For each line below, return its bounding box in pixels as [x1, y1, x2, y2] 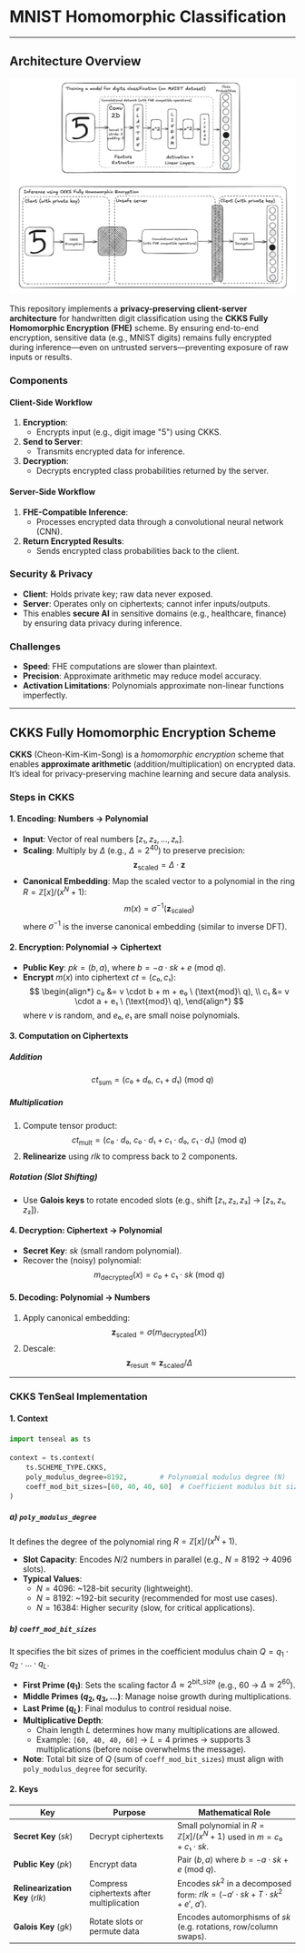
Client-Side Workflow [9, 397, 93, 408]
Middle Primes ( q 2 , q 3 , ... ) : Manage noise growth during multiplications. [22, 1691, 292, 1705]
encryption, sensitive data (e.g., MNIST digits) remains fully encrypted [9, 332, 272, 343]
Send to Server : [22, 437, 84, 448]
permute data [89, 1926, 140, 1937]
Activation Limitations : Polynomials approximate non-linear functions [22, 680, 284, 691]
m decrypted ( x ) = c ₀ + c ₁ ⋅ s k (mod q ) [93, 1269, 225, 1282]
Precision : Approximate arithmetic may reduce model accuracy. [22, 670, 261, 681]
